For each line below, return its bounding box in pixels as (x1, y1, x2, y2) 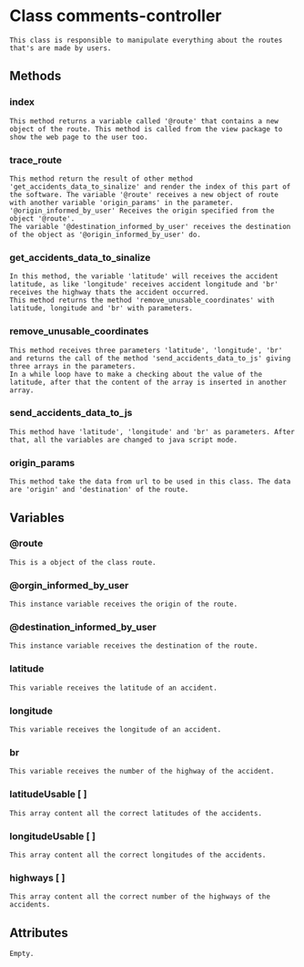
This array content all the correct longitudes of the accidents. (9, 850, 267, 859)
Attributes (9, 925, 68, 941)
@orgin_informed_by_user (9, 578, 129, 591)
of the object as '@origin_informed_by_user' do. (9, 230, 202, 239)
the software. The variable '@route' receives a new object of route (9, 190, 279, 199)
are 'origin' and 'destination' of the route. (9, 485, 189, 494)
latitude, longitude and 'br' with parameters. (9, 304, 194, 313)
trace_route (9, 153, 62, 166)
